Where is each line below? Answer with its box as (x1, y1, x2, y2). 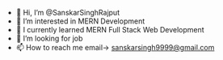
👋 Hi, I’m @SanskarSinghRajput (15, 8, 120, 17)
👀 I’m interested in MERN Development (15, 16, 145, 26)
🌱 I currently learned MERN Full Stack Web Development (15, 25, 204, 34)
